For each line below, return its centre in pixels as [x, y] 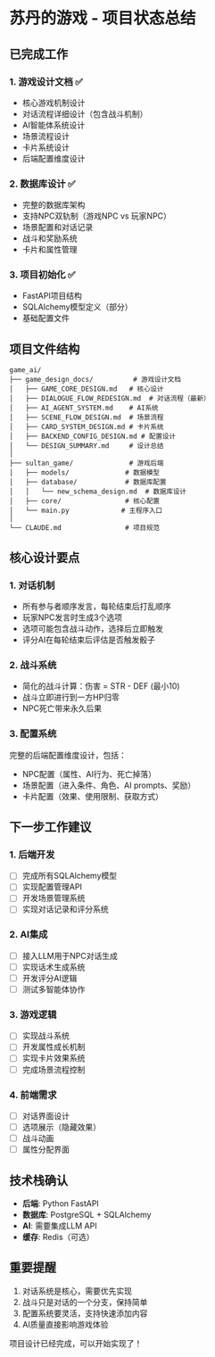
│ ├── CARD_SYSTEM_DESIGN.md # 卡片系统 [87, 427]
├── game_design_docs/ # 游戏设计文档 [95, 380]
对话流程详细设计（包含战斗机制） [85, 113]
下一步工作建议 [50, 827]
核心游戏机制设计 [54, 103]
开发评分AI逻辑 [50, 978]
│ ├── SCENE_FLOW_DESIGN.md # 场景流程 [87, 418]
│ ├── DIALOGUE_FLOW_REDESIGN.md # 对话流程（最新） [110, 399]
